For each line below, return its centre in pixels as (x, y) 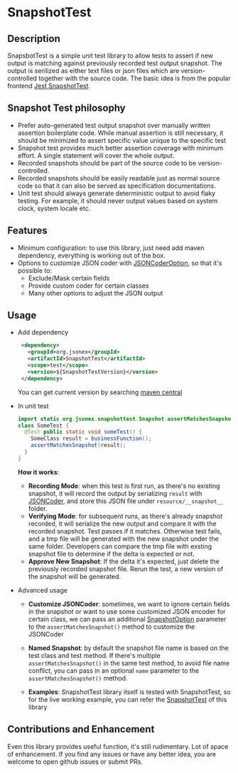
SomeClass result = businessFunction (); (91, 439)
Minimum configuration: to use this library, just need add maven (111, 248)
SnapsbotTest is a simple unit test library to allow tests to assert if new (110, 55)
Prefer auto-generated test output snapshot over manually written (114, 125)
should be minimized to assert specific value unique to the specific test (122, 140)
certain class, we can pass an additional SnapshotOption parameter (127, 619)
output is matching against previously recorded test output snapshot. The (115, 63)
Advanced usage (42, 590)
